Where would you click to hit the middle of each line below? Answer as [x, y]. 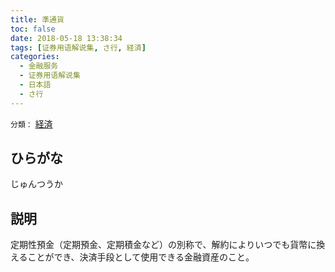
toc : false [33, 29]
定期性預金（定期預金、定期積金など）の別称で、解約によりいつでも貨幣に [163, 245]
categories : [35, 57]
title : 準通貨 [37, 19]
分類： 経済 [31, 123]
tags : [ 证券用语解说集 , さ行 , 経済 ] [78, 47]
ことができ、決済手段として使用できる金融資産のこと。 [141, 257]
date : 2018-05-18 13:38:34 [66, 38]
